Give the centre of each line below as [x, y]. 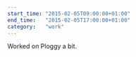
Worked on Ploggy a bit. [42, 47]
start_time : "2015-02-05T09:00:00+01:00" [69, 14]
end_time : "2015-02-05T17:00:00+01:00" [69, 20]
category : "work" [36, 26]
